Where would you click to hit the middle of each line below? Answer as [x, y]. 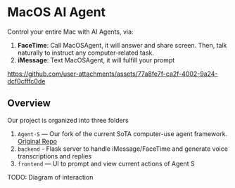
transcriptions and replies [55, 156]
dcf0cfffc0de [26, 81]
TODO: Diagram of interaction [50, 177]
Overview [29, 103]
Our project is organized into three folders [68, 120]
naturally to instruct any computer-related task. [86, 53]
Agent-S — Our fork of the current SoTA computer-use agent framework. [122, 133]
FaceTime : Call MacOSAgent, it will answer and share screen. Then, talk [122, 45]
